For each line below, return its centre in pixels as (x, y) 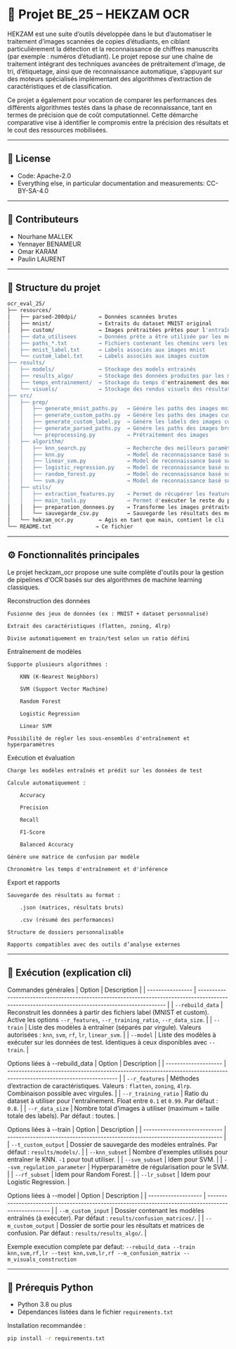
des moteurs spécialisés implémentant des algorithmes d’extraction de (110, 79)
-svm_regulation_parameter (47, 1167)
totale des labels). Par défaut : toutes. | (63, 1116)
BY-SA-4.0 (33, 190)
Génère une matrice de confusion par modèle (73, 857)
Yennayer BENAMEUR (49, 244)
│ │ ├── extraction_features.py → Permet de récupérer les (106, 494)
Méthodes (184, 1078)
